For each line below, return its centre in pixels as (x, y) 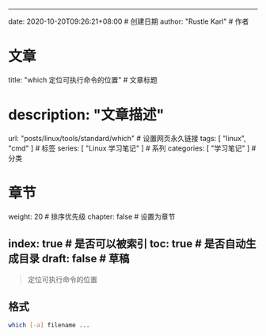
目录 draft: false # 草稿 (74, 259)
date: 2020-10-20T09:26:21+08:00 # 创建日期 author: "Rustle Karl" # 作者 (129, 21)
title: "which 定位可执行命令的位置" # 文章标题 (83, 79)
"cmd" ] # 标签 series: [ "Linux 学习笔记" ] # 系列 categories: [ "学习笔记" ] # (132, 148)
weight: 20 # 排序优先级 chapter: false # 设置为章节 (92, 216)
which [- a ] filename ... (49, 326)
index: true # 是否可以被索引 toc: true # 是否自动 (127, 244)
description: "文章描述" (86, 115)
